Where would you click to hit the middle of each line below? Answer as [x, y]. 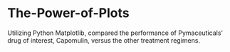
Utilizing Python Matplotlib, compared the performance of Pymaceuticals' [115, 33]
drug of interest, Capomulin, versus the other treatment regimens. [104, 40]
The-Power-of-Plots [68, 13]
